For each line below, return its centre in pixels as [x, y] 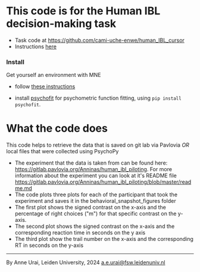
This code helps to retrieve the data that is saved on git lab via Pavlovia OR [98, 145]
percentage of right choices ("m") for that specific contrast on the [96, 214]
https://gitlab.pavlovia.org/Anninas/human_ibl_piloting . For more [93, 169]
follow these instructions [45, 86]
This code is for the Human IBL [83, 11]
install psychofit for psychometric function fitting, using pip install [98, 98]
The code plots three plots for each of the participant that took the [96, 194]
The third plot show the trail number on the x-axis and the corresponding [104, 239]
